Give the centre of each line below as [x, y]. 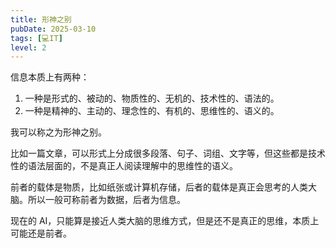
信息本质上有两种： [50, 77]
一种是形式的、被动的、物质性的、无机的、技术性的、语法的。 [152, 98]
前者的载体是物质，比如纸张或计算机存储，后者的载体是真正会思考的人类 [159, 187]
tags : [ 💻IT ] [36, 38]
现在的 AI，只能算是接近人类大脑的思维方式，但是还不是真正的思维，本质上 [165, 221]
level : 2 [28, 47]
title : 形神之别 [41, 19]
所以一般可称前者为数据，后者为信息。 [106, 200]
